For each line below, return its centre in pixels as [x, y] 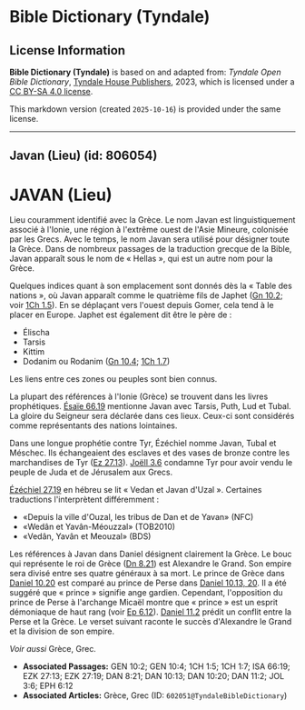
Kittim [34, 352]
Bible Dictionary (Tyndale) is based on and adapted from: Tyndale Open [145, 72]
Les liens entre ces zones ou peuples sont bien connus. [113, 379]
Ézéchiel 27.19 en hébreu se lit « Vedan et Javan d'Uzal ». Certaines [136, 490]
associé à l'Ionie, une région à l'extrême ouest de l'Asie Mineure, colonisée [149, 230]
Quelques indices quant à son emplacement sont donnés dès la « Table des [151, 286]
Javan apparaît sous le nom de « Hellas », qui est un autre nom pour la [141, 259]
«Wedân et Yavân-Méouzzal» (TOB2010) [98, 527]
